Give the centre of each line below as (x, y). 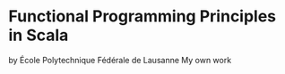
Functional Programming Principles (142, 16)
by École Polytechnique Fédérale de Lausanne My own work (120, 60)
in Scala (39, 35)
